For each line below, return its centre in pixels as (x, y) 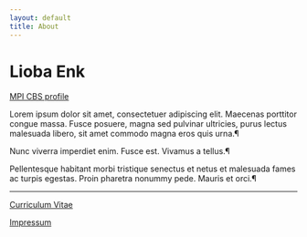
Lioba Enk (48, 72)
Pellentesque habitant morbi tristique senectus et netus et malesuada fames (153, 169)
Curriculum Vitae (41, 205)
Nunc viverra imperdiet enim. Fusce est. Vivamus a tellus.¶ (120, 151)
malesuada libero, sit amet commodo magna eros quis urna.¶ (124, 134)
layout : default (40, 18)
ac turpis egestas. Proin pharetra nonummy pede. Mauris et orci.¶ (133, 179)
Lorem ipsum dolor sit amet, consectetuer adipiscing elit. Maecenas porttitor (153, 114)
